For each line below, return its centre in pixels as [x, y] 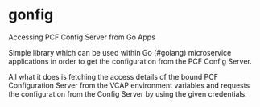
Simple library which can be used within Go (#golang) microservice [120, 52]
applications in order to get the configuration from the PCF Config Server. [130, 61]
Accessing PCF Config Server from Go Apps [82, 37]
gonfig [31, 15]
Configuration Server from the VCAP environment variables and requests [129, 85]
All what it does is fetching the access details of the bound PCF [113, 76]
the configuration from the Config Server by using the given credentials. [128, 93]
